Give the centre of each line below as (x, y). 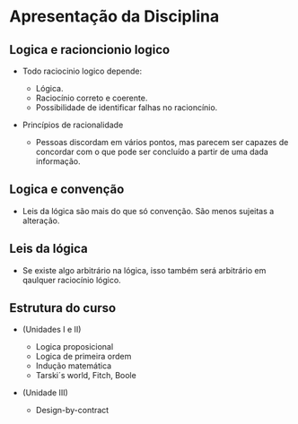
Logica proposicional (74, 347)
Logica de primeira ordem (83, 357)
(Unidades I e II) (52, 330)
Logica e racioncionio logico (90, 50)
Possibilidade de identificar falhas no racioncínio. (127, 108)
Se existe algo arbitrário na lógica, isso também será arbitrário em (144, 270)
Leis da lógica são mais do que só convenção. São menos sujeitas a (148, 211)
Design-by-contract (72, 411)
